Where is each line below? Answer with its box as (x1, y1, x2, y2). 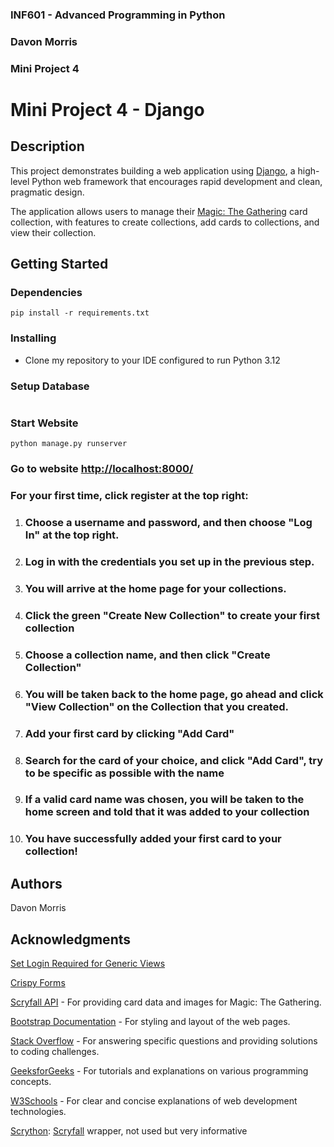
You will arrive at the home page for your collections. (24, 581, 287, 595)
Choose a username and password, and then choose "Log (24, 516, 313, 530)
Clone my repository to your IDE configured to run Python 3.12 (24, 354, 281, 366)
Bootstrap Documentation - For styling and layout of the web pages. (10, 1016, 291, 1028)
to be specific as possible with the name (24, 766, 225, 780)
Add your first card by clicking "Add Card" (24, 726, 235, 740)
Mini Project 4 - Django (10, 98, 205, 121)
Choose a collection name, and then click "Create (24, 648, 271, 662)
